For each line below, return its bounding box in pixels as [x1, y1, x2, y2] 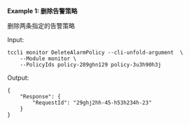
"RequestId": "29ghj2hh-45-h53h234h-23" [32, 99, 152, 106]
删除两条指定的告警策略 [7, 22, 75, 30]
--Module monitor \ [20, 55, 77, 62]
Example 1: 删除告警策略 [7, 7, 78, 15]
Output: [7, 73, 29, 82]
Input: [7, 36, 25, 44]
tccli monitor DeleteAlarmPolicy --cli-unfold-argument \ [7, 49, 184, 56]
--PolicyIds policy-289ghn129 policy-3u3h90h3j [20, 61, 161, 68]
